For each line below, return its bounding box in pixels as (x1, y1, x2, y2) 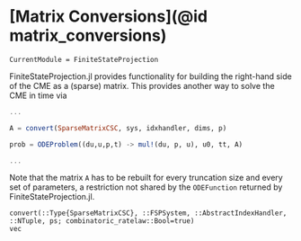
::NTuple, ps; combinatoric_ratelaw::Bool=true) (9, 217, 195, 226)
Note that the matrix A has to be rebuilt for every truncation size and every (9, 173, 283, 183)
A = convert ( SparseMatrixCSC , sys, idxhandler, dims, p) (9, 123, 227, 132)
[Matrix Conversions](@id (9, 6, 208, 27)
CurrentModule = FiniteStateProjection (9, 55, 159, 64)
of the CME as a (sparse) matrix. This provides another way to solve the (9, 80, 276, 91)
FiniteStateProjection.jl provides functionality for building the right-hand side (9, 70, 292, 82)
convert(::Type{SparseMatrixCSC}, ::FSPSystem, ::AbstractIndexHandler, (9, 209, 288, 218)
